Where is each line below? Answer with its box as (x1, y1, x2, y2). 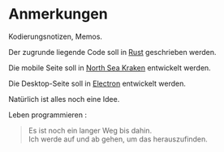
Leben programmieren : (8, 110, 88, 120)
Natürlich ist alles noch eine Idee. (8, 94, 120, 103)
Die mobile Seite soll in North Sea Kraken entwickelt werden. (8, 62, 211, 73)
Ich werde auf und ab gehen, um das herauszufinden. (28, 134, 209, 144)
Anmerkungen (8, 5, 108, 23)
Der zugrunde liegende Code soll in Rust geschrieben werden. (8, 47, 217, 57)
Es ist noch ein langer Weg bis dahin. (28, 125, 153, 135)
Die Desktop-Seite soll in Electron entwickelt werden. (8, 78, 187, 88)
